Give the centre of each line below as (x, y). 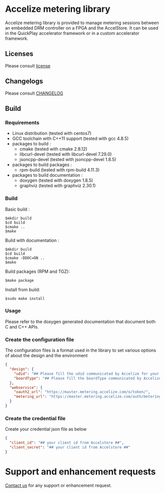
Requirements (22, 123)
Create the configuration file (40, 339)
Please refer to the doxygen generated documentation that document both (80, 322)
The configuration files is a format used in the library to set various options (81, 350)
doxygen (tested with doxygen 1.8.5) (56, 180)
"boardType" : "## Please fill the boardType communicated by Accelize (88, 378)
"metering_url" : (31, 397)
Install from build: (23, 290)
